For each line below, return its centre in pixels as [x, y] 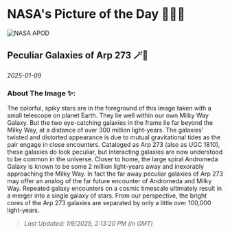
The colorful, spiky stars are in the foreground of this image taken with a [109, 108]
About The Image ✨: [42, 93]
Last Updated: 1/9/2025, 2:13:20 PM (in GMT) [88, 224]
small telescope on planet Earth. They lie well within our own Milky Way [108, 115]
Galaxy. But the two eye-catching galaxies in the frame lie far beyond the [110, 123]
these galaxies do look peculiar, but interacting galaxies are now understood [115, 152]
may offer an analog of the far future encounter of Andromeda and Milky [110, 181]
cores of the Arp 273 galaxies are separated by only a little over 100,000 [109, 203]
